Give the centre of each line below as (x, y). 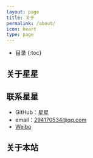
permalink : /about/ (31, 23)
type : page (20, 35)
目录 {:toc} (28, 53)
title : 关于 (20, 18)
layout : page (23, 12)
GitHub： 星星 (32, 112)
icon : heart (21, 29)
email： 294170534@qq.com (51, 120)
